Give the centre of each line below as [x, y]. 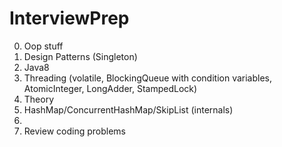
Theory [39, 99]
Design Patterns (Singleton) [80, 56]
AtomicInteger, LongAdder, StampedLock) [110, 88]
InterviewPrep [69, 18]
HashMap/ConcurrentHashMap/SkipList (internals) [128, 109]
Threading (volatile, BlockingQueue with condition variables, [148, 78]
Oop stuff [43, 46]
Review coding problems [74, 131]
